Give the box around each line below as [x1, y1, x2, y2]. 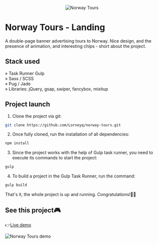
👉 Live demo [5, 222, 32, 228]
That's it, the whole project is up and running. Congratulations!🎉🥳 [5, 192, 137, 198]
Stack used [5, 57, 40, 66]
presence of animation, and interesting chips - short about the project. [5, 43, 146, 49]
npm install [5, 141, 29, 146]
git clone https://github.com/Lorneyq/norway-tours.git [5, 122, 121, 128]
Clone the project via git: [12, 113, 62, 119]
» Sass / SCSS [5, 75, 34, 81]
